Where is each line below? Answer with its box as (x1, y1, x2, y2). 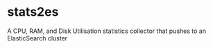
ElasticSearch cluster (7, 34, 68, 42)
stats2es (7, 4, 59, 20)
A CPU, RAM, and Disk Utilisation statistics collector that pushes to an (7, 27, 207, 35)
